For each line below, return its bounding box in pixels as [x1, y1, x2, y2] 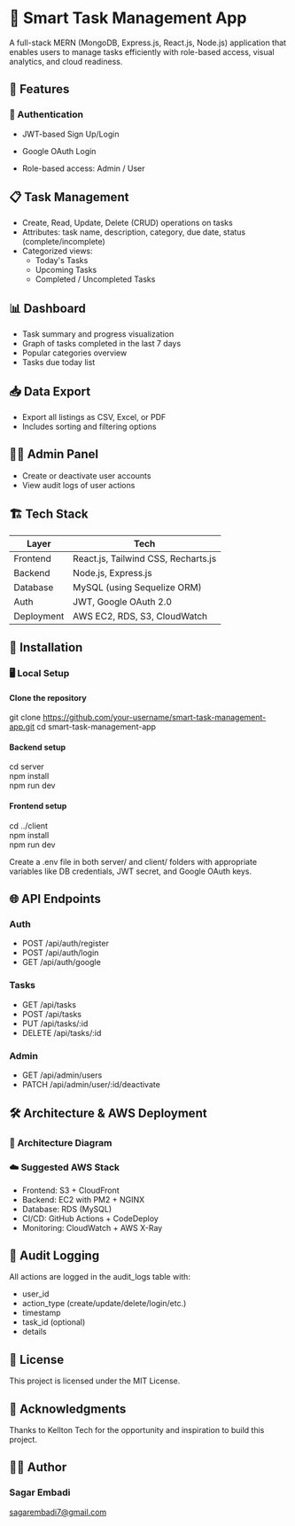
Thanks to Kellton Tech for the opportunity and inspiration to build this [9, 1424, 265, 1435]
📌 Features [9, 82, 70, 97]
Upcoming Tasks [35, 265, 97, 276]
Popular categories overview [21, 347, 128, 358]
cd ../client [9, 820, 49, 831]
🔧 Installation [9, 640, 83, 655]
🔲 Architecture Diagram [9, 1137, 113, 1149]
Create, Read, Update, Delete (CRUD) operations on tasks [21, 217, 233, 229]
